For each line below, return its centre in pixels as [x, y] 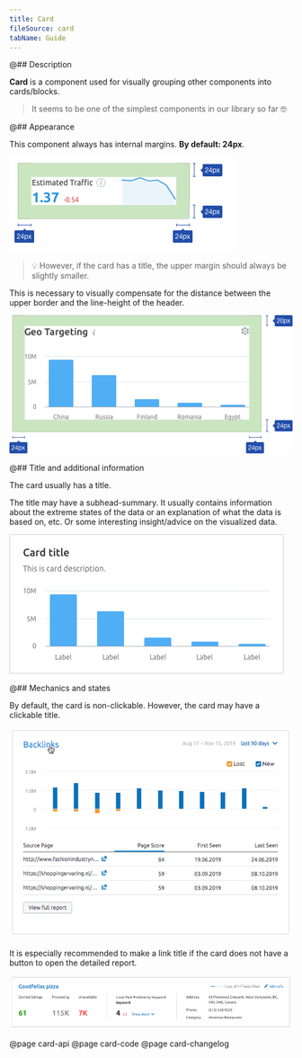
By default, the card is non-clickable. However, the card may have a [135, 705]
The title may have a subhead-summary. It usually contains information [141, 502]
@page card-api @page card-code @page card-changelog [119, 1044]
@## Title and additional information [77, 468]
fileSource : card [42, 28]
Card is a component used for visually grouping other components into [141, 82]
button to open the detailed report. [73, 963]
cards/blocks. [35, 92]
